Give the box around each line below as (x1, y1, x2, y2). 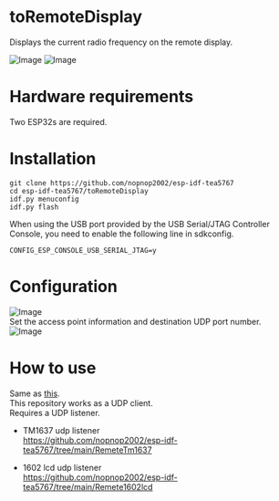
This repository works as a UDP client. (9, 397, 153, 408)
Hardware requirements (9, 87, 194, 107)
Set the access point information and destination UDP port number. (9, 316, 262, 327)
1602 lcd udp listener (22, 462, 102, 473)
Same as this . (9, 388, 61, 399)
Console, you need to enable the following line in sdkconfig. (9, 228, 234, 239)
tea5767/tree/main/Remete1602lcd (22, 481, 153, 492)
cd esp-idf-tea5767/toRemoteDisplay (9, 186, 149, 195)
